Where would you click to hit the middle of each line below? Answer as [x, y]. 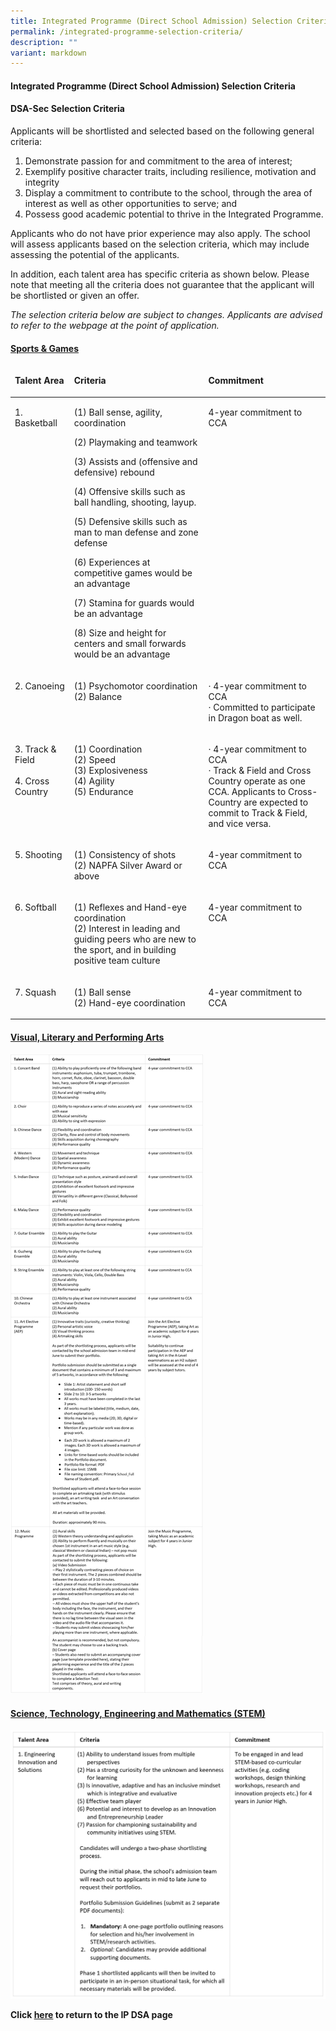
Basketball [36, 423]
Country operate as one [257, 781]
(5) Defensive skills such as [130, 522]
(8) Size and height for [120, 633]
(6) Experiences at [112, 562]
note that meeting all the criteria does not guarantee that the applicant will [162, 285]
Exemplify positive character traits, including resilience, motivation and [170, 172]
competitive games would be [133, 573]
